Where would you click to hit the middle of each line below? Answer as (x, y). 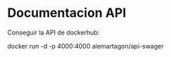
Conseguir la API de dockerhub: (53, 32)
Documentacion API (67, 13)
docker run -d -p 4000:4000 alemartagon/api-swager (85, 46)
